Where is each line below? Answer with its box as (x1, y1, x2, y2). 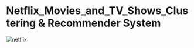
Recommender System (47, 16, 161, 30)
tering (6, 16, 36, 30)
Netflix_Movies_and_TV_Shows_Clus (6, 4, 189, 18)
